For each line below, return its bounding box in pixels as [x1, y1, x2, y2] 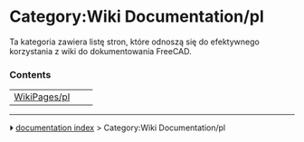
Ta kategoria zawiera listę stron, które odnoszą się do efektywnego [9, 36, 260, 47]
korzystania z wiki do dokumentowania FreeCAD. [9, 45, 192, 56]
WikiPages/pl [14, 90, 71, 103]
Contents [9, 68, 52, 80]
